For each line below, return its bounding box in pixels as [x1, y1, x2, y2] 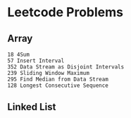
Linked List [7, 101, 56, 113]
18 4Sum [7, 51, 30, 58]
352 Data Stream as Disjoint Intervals [7, 64, 125, 71]
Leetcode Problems [7, 4, 123, 20]
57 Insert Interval [7, 57, 65, 64]
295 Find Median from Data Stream [7, 76, 109, 83]
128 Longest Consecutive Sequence [7, 82, 109, 89]
